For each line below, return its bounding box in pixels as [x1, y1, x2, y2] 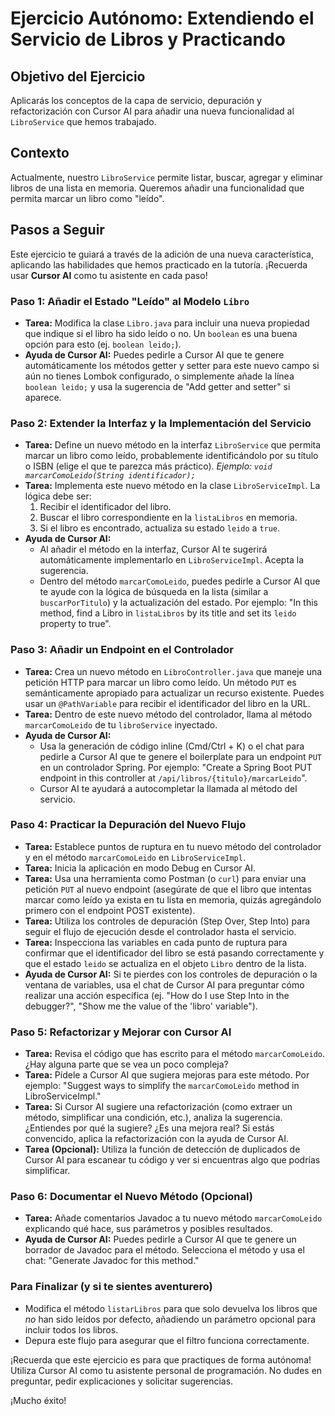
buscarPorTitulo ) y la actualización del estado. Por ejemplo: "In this [39, 597, 318, 609]
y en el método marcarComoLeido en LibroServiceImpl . [24, 851, 246, 863]
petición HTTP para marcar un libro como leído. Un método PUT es [24, 676, 297, 688]
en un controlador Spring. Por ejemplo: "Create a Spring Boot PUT [39, 761, 313, 773]
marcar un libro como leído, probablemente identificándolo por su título [24, 450, 319, 462]
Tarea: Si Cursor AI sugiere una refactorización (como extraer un [24, 1101, 293, 1113]
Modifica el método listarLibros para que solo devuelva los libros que [24, 1302, 318, 1314]
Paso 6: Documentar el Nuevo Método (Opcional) [10, 1190, 253, 1204]
